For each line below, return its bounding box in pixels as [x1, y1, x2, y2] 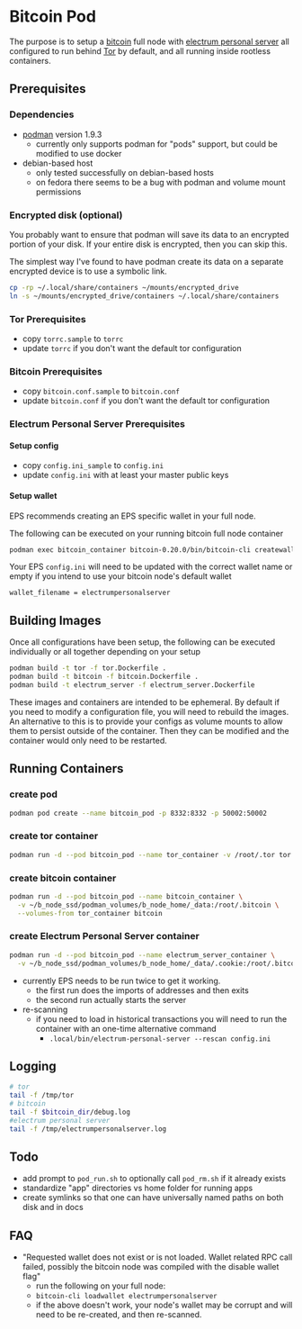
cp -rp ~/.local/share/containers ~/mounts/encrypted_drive [9, 283, 240, 292]
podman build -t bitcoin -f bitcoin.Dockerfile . [9, 673, 200, 682]
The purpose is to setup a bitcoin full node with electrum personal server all [9, 36, 289, 47]
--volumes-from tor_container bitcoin [17, 909, 164, 918]
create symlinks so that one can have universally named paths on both [22, 1192, 284, 1203]
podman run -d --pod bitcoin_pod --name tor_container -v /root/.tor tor [9, 850, 292, 859]
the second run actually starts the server [35, 994, 187, 1005]
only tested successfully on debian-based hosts [35, 167, 214, 177]
